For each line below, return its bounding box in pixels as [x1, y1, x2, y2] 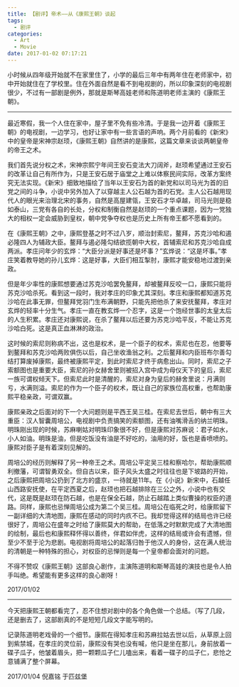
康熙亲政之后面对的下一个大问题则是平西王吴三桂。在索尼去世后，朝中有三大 [7, 407, 232, 416]
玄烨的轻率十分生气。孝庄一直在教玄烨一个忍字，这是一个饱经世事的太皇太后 [7, 306, 232, 315]
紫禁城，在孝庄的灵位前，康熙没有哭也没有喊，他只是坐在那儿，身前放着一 [13, 639, 232, 647]
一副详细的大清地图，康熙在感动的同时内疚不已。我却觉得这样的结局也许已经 [7, 511, 232, 519]
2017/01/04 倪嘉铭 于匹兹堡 [7, 672, 87, 681]
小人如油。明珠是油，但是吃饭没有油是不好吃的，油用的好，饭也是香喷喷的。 [7, 434, 232, 443]
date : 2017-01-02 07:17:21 [7, 50, 87, 58]
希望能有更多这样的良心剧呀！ [31, 570, 119, 579]
